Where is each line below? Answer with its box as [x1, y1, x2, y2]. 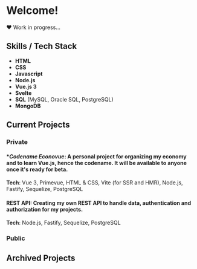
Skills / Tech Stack [6, 41, 77, 51]
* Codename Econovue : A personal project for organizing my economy [6, 152, 187, 160]
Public [6, 234, 25, 242]
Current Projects [6, 120, 70, 130]
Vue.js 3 [15, 83, 37, 90]
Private [6, 138, 28, 146]
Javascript [15, 70, 43, 77]
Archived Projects [6, 253, 76, 263]
